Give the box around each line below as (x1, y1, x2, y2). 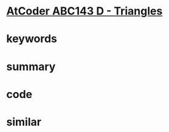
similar (6, 115, 41, 128)
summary (6, 59, 56, 73)
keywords (6, 32, 58, 46)
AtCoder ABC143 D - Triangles (6, 4, 163, 18)
